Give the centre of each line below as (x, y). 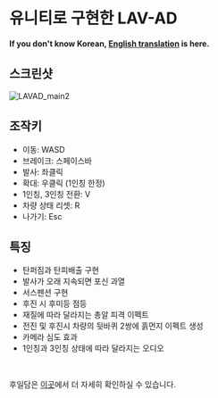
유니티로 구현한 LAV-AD (93, 18)
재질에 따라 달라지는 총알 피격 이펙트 (85, 315)
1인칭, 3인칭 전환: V (56, 194)
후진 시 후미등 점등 (54, 303)
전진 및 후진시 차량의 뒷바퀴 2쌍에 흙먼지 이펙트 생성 (113, 326)
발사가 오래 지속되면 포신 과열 (73, 281)
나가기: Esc (42, 216)
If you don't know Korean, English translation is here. (109, 43)
